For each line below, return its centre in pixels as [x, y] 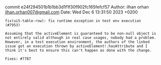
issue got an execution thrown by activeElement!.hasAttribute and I [76, 46]
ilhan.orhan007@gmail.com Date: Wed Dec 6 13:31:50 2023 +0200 [72, 12]
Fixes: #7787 [18, 59]
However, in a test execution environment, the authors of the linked [77, 42]
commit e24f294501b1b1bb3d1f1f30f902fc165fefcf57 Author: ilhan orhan [77, 7]
